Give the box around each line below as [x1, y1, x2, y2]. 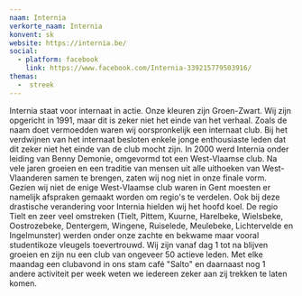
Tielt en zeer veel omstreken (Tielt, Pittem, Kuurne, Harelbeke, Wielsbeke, [9, 210, 284, 221]
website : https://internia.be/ [9, 38, 127, 48]
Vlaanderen [9, 172, 52, 183]
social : [9, 47, 39, 56]
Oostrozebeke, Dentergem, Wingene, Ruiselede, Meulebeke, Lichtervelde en [9, 220, 294, 231]
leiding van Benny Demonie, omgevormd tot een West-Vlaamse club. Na [9, 153, 278, 163]
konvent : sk [9, 30, 54, 39]
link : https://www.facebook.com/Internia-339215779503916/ [25, 64, 252, 73]
